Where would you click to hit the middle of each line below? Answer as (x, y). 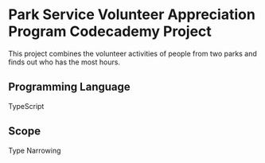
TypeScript (26, 106)
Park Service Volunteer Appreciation (132, 15)
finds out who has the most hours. (64, 62)
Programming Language (70, 87)
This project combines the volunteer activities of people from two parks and (132, 53)
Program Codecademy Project (110, 31)
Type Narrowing (35, 150)
